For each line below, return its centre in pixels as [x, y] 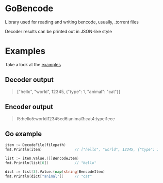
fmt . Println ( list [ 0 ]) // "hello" [51, 163]
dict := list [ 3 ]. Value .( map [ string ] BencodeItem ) [55, 172]
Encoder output [29, 107]
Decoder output [29, 80]
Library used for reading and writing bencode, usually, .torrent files [72, 22]
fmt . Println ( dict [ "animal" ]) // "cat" [49, 176]
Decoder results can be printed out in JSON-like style [58, 31]
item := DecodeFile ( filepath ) [36, 145]
